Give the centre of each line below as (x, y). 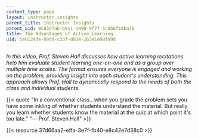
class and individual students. (43, 88)
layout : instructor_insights (42, 17)
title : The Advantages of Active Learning (60, 34)
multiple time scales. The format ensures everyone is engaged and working (99, 69)
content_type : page (30, 12)
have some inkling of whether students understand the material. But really (97, 106)
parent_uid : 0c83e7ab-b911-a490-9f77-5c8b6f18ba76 (70, 28)
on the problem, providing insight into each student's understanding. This (97, 75)
